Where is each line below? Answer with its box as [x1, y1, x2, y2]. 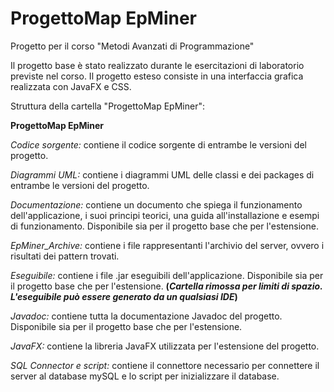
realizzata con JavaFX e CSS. [10, 80, 132, 92]
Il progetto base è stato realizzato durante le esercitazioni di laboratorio [10, 59, 305, 71]
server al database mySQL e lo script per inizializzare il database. [10, 370, 280, 382]
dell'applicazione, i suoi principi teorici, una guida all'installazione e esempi [10, 209, 320, 221]
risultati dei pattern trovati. [10, 250, 120, 262]
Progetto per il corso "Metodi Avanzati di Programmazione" [10, 40, 255, 52]
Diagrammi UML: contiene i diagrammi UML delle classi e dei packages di [10, 168, 315, 181]
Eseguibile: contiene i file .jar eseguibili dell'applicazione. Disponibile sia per [10, 269, 324, 281]
